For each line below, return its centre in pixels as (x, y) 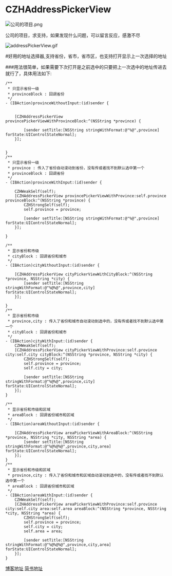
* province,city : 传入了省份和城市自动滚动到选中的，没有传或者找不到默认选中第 (85, 321)
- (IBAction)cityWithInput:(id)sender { (49, 341)
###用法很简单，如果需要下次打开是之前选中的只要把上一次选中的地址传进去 (86, 67)
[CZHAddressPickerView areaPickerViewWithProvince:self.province (86, 504)
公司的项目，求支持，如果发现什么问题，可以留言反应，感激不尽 (73, 35)
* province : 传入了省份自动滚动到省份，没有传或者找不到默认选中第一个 (76, 168)
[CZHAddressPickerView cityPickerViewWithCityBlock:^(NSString (84, 274)
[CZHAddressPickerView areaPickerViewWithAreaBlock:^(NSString (84, 433)
